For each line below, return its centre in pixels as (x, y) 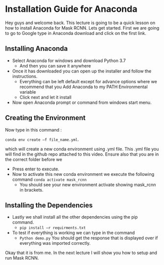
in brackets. (31, 190)
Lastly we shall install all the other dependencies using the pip (75, 217)
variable (28, 92)
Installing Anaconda (36, 49)
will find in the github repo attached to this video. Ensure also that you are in (82, 154)
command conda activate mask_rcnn (49, 179)
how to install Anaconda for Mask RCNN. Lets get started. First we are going (82, 28)
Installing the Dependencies (49, 205)
